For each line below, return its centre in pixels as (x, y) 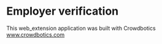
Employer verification (63, 11)
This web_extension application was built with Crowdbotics (81, 28)
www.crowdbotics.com (36, 34)
